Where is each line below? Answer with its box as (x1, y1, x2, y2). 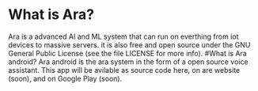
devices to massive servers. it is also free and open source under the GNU (8, 40, 251, 49)
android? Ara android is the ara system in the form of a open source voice (8, 57, 249, 66)
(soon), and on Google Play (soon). (8, 74, 123, 83)
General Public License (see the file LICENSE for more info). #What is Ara (8, 48, 247, 58)
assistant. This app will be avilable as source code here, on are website (8, 65, 241, 74)
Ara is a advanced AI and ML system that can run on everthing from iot (8, 32, 239, 41)
